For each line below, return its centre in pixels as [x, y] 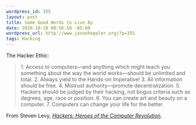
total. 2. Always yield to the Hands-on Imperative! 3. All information [102, 79]
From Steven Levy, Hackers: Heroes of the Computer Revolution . [84, 116]
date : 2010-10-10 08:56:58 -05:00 [48, 28]
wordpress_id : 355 [28, 11]
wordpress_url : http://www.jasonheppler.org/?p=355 [70, 33]
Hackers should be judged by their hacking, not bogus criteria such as [105, 92]
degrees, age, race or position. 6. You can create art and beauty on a [104, 98]
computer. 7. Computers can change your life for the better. [92, 104]
